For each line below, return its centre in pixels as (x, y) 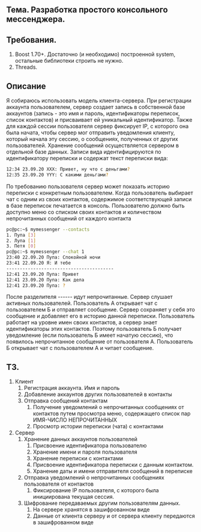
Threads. (26, 67)
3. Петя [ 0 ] (21, 246)
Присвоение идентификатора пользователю (90, 446)
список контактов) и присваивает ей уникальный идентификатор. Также (99, 120)
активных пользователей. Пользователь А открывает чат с (82, 303)
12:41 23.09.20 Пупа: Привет (43, 274)
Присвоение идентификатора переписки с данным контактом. (113, 465)
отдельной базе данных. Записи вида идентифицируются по (84, 152)
